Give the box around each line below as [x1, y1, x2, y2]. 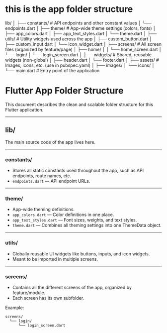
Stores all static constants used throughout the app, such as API [12, 167, 144, 173]
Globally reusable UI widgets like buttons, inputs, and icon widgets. [12, 250, 150, 257]
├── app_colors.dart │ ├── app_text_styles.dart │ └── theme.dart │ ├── [5, 30, 157, 36]
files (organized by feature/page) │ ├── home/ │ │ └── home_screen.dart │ [5, 46, 162, 52]
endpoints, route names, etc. [12, 173, 72, 179]
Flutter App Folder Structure [5, 85, 124, 97]
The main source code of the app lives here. [5, 139, 96, 145]
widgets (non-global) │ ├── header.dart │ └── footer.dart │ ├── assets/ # [5, 57, 159, 63]
